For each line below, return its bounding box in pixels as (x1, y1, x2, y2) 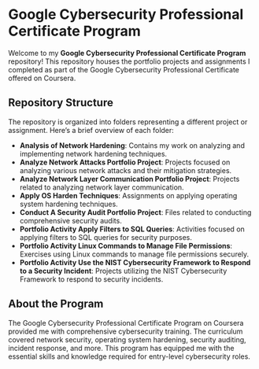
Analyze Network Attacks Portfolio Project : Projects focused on (19, 157, 231, 167)
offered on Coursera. (8, 73, 76, 83)
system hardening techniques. (19, 199, 118, 208)
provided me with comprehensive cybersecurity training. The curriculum (8, 327, 243, 336)
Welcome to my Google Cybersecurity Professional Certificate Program (8, 48, 246, 57)
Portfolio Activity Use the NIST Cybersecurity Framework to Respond (19, 257, 251, 267)
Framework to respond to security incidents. (19, 274, 164, 284)
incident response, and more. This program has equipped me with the (8, 343, 235, 352)
